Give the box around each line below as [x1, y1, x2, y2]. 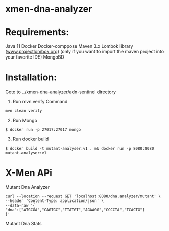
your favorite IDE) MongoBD [5, 54, 65, 60]
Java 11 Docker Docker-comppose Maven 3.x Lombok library [5, 43, 133, 49]
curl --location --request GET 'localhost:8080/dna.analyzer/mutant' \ [5, 194, 161, 199]
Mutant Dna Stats [5, 221, 42, 226]
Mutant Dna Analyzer [5, 184, 50, 190]
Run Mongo [12, 118, 37, 124]
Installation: [5, 72, 57, 83]
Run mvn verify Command [12, 99, 68, 105]
